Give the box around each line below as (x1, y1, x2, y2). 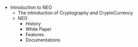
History (25, 20, 41, 27)
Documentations (25, 37, 60, 43)
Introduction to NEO (10, 5, 52, 10)
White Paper (25, 26, 52, 32)
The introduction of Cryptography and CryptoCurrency (17, 10, 133, 16)
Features (25, 32, 44, 37)
